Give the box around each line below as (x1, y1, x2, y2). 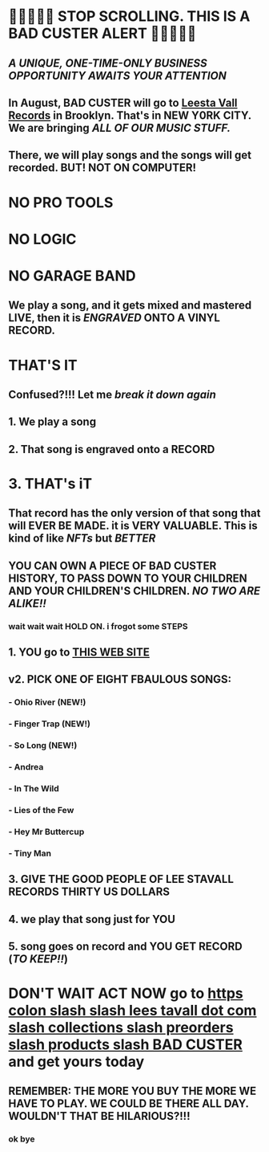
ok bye (8, 1134, 35, 1145)
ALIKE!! (8, 596, 46, 610)
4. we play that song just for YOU (8, 912, 176, 926)
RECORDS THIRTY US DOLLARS (8, 885, 171, 899)
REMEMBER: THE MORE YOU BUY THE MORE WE (8, 1085, 257, 1098)
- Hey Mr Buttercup (8, 826, 85, 837)
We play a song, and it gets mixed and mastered (8, 299, 252, 313)
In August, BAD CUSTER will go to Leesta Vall (8, 96, 238, 109)
